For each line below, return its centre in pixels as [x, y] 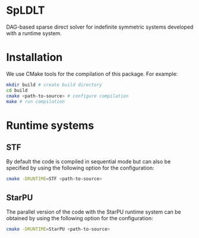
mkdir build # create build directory [54, 85]
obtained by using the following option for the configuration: [80, 218]
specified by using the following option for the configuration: [80, 168]
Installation [34, 58]
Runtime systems [50, 125]
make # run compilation [36, 101]
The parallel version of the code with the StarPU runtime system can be [94, 212]
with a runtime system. [34, 33]
